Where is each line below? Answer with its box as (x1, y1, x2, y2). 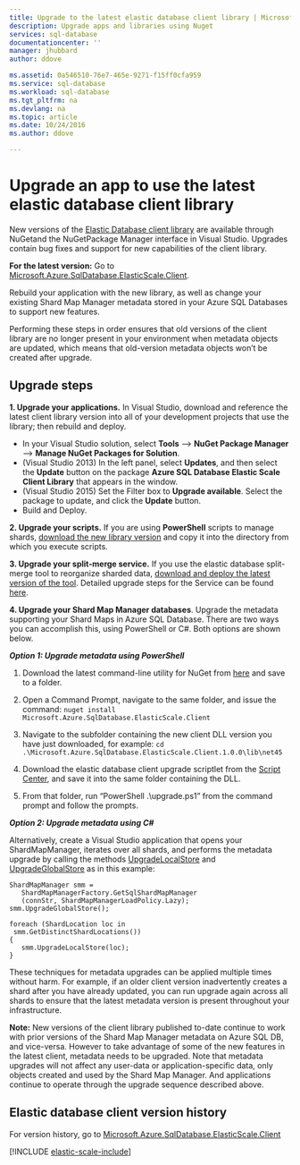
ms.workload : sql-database (9, 87, 110, 97)
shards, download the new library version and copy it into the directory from (9, 531, 289, 542)
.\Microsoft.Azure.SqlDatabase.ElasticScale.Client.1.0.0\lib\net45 (21, 748, 283, 757)
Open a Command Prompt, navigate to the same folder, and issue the (21, 694, 277, 705)
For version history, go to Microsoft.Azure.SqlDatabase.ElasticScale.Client (9, 1128, 281, 1139)
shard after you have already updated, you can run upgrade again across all (9, 985, 288, 996)
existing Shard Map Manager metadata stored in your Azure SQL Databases (9, 296, 288, 307)
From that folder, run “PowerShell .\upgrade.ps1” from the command (21, 790, 273, 801)
